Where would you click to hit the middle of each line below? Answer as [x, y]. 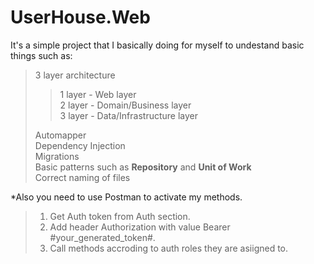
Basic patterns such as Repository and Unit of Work [143, 167]
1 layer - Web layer [98, 94]
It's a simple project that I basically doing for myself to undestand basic [157, 45]
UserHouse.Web [80, 17]
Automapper [60, 135]
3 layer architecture [75, 75]
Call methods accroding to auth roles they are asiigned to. [169, 248]
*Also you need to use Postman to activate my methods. [126, 197]
